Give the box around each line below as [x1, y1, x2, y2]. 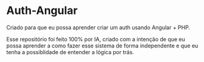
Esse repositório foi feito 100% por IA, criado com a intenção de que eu [6, 35, 186, 43]
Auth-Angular [6, 4, 78, 18]
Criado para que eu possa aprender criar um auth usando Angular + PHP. [6, 24, 191, 31]
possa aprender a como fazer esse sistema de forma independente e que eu [6, 42, 199, 49]
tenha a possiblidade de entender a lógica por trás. [6, 48, 135, 55]
